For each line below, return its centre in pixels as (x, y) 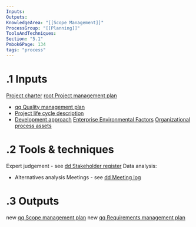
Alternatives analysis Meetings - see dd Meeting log (78, 177)
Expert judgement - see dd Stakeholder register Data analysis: (82, 166)
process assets (33, 126)
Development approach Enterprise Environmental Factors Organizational (102, 119)
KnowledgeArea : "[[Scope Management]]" (55, 22)
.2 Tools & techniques (60, 149)
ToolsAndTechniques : (31, 34)
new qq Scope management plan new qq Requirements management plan (96, 217)
